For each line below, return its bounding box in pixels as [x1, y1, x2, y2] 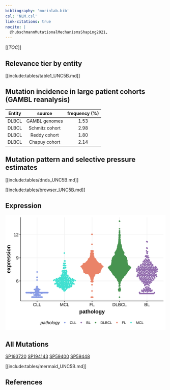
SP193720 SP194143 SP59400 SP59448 [5, 353, 90, 359]
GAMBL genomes [26, 118, 63, 124]
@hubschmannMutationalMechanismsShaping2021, [10, 30, 108, 35]
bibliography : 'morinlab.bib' [5, 8, 70, 13]
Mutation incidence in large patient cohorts [5, 87, 146, 96]
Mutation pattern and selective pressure [5, 155, 136, 164]
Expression [5, 201, 42, 210]
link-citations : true [5, 19, 51, 24]
